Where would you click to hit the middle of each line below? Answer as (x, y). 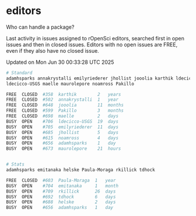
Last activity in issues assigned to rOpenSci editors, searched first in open (95, 38)
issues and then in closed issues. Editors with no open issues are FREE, (92, 44)
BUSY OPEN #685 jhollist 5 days (62, 132)
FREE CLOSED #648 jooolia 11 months (65, 105)
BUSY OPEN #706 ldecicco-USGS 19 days (62, 121)
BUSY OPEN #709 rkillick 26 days (61, 191)
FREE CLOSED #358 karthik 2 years (64, 94)
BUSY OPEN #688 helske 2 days (61, 202)
